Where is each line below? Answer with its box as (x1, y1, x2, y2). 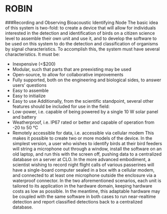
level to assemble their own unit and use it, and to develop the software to (5, 35, 157, 41)
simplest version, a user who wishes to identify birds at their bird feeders (12, 140, 163, 146)
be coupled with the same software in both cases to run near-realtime (12, 193, 156, 200)
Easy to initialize (12, 93, 46, 99)
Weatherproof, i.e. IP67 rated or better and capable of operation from (12, 119, 155, 125)
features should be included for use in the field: (12, 103, 110, 109)
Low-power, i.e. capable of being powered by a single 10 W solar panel (12, 108, 159, 115)
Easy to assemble (12, 87, 49, 93)
